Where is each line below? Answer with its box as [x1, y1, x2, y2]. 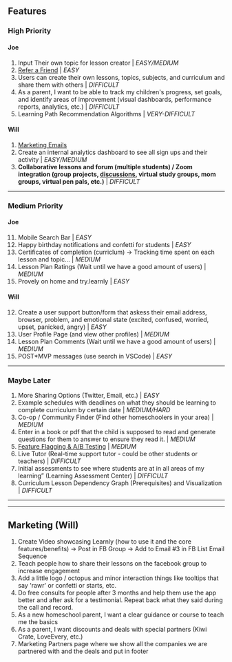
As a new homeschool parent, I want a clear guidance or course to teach [17, 610, 224, 619]
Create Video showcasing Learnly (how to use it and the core [17, 537, 192, 546]
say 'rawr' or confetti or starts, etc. [17, 581, 116, 590]
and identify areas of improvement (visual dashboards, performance [17, 95, 212, 103]
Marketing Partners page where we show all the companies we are [17, 640, 208, 648]
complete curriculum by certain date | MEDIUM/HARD [17, 406, 171, 414]
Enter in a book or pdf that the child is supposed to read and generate [17, 428, 216, 436]
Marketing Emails [17, 140, 67, 149]
